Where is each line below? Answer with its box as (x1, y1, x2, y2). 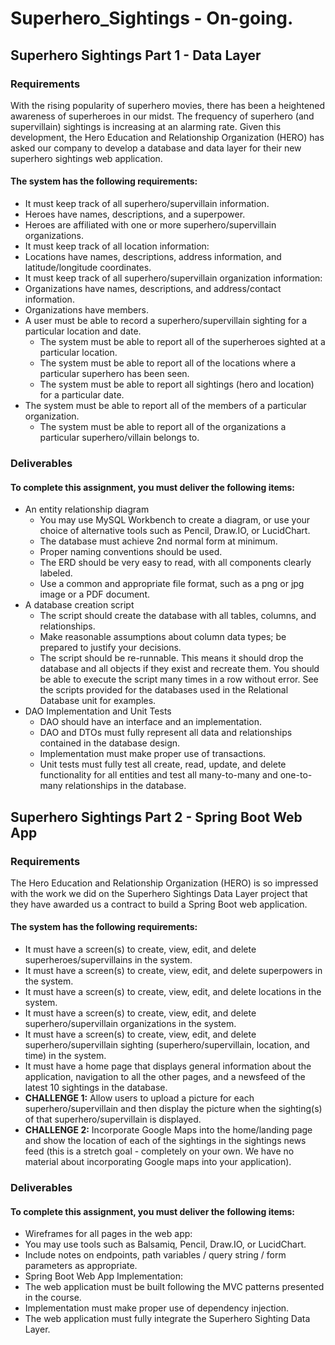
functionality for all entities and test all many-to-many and (39, 769, 278, 781)
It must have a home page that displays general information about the (24, 1060, 312, 1072)
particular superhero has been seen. (39, 368, 190, 380)
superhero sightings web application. (10, 152, 163, 164)
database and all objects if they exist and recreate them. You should (39, 663, 320, 675)
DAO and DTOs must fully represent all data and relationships (39, 727, 293, 739)
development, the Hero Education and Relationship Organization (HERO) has (10, 131, 325, 143)
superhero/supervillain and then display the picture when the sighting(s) (24, 1103, 323, 1115)
